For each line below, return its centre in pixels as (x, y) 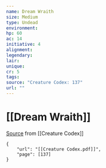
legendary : (19, 55)
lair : (13, 61)
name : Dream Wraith (30, 11)
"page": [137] (34, 154)
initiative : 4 (24, 45)
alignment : (19, 50)
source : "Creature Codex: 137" (44, 83)
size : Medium (22, 17)
